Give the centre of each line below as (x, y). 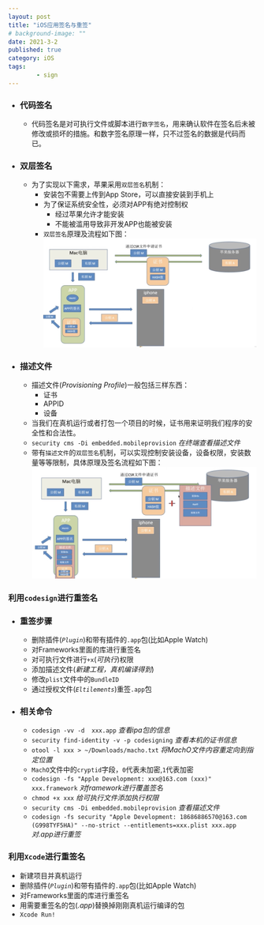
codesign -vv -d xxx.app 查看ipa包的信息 (100, 730)
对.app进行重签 (56, 834)
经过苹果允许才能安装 (89, 214)
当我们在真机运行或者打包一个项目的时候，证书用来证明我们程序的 (138, 423)
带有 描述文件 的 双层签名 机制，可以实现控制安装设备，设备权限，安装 (138, 452)
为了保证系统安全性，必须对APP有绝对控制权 (115, 205)
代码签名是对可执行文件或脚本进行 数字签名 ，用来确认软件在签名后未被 (143, 124)
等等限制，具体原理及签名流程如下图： (100, 462)
